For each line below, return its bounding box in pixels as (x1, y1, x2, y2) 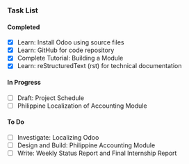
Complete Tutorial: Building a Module (17, 54, 124, 63)
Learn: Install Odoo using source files (17, 38, 124, 47)
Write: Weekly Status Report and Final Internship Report (17, 149, 177, 158)
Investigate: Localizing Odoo (17, 133, 99, 141)
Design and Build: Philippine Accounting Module (17, 141, 156, 149)
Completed (7, 23, 40, 31)
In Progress (7, 78, 42, 86)
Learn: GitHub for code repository (17, 46, 115, 54)
